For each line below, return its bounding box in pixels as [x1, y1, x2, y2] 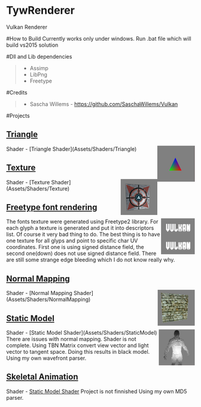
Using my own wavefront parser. [6, 354, 87, 362]
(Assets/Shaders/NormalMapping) [6, 296, 91, 303]
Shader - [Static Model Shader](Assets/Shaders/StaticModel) [6, 329, 157, 336]
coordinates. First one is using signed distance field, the [6, 244, 145, 251]
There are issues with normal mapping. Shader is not [6, 336, 136, 342]
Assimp [29, 64, 49, 72]
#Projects [6, 112, 30, 119]
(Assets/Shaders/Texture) [6, 185, 70, 192]
